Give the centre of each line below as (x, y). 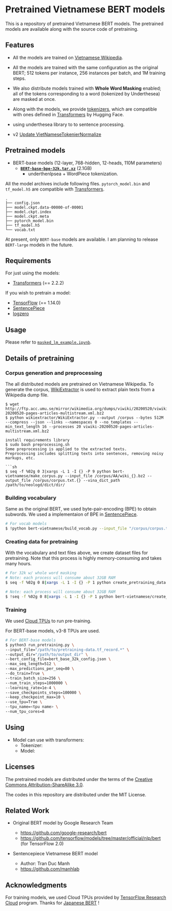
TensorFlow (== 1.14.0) (37, 303)
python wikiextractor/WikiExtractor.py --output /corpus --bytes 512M (87, 418)
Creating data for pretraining (42, 541)
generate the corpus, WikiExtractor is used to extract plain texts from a (80, 389)
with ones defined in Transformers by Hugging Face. (68, 114)
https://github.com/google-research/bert (63, 833)
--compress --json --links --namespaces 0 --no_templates (68, 422)
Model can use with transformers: (48, 740)
